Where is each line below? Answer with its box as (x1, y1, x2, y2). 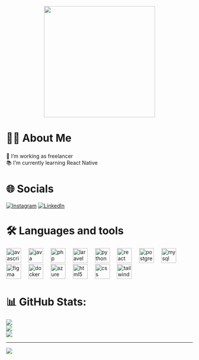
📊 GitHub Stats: (6, 295, 87, 309)
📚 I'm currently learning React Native (6, 160, 98, 167)
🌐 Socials (6, 182, 54, 196)
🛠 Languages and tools (6, 224, 124, 238)
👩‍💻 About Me (6, 132, 72, 145)
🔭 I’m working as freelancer (6, 152, 73, 160)
